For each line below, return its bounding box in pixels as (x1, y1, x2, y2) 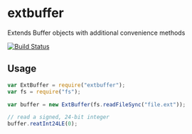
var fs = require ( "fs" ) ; (7, 88, 81, 95)
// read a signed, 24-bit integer (7, 113, 110, 121)
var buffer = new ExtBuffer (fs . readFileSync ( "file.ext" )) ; (7, 101, 186, 108)
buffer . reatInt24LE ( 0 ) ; (7, 121, 78, 128)
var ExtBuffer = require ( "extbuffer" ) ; (7, 82, 126, 89)
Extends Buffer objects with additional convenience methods (7, 28, 186, 37)
